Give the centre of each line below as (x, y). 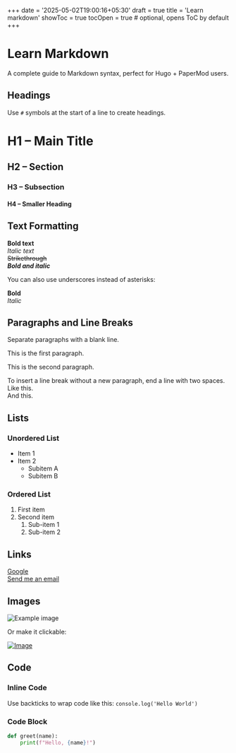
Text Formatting (43, 226)
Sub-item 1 (44, 525)
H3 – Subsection (36, 187)
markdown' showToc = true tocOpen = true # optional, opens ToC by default (118, 18)
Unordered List (33, 438)
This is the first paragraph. (46, 353)
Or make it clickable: (37, 632)
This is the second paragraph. (51, 367)
